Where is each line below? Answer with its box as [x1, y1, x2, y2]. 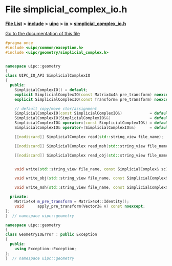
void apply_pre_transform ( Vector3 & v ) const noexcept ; [14, 204, 145, 209]
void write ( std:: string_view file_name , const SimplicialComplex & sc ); [14, 166, 170, 172]
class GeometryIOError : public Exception [5, 232, 97, 237]
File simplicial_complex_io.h [5, 4, 127, 15]
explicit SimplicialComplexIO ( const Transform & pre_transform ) [14, 97, 153, 102]
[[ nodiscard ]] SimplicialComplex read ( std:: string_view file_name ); [14, 134, 164, 139]
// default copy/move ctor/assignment [14, 106, 97, 111]
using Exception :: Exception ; [14, 246, 77, 251]
